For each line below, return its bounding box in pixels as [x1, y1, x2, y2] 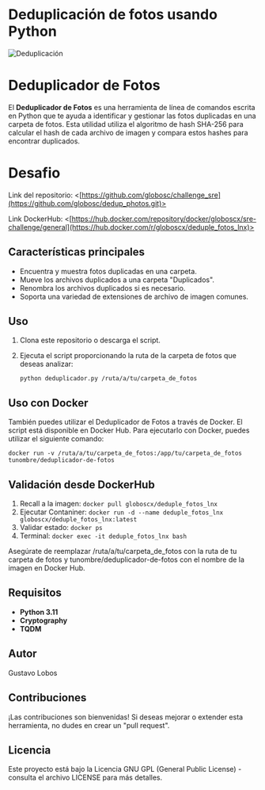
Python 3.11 [19, 607, 59, 616]
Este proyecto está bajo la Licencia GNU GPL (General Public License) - [8, 765, 242, 774]
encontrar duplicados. [8, 136, 81, 146]
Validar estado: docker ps [19, 523, 103, 532]
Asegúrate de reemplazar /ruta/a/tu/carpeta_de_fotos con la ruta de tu [8, 547, 237, 556]
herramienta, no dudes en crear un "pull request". [8, 720, 170, 730]
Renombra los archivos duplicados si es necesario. [19, 283, 186, 292]
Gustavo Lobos [8, 668, 58, 677]
